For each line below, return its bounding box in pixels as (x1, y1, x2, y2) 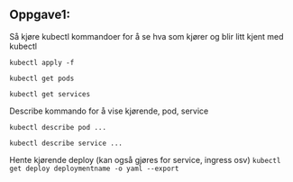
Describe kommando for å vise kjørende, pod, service (9, 105, 209, 116)
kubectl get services (9, 89, 91, 98)
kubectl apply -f (9, 58, 75, 67)
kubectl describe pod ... (9, 123, 106, 132)
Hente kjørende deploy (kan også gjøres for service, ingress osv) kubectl (9, 154, 281, 165)
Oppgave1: (9, 7, 70, 23)
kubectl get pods (9, 74, 75, 83)
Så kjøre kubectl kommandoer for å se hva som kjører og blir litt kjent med (9, 31, 284, 41)
